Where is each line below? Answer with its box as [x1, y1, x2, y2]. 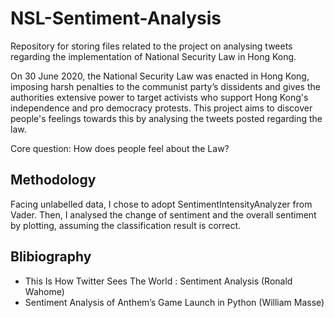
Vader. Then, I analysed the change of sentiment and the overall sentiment [10, 208, 317, 221]
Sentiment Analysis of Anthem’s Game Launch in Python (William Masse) [24, 296, 325, 308]
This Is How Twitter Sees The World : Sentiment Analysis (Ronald [24, 275, 293, 287]
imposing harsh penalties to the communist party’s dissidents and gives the [10, 80, 321, 92]
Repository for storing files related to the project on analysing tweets [10, 40, 293, 52]
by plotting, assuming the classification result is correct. [10, 219, 242, 231]
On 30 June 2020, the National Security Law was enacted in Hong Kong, [10, 70, 310, 82]
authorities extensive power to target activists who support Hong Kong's [10, 91, 309, 103]
